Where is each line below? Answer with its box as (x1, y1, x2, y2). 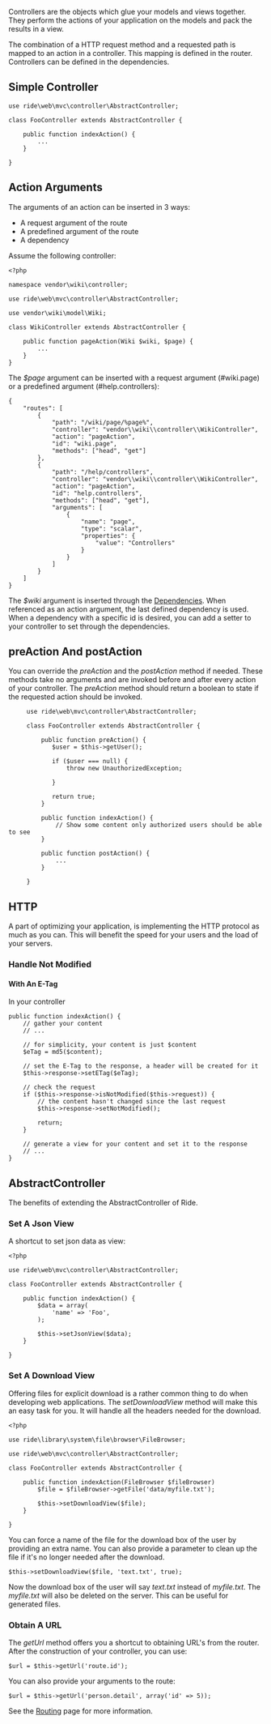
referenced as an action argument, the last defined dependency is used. (8, 604, 249, 614)
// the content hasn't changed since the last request (37, 1098, 227, 1106)
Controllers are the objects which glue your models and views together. (8, 7, 247, 16)
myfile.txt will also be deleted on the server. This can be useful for (8, 1590, 229, 1600)
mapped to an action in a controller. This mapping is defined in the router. (8, 49, 253, 58)
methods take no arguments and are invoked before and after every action (8, 675, 256, 685)
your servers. (8, 939, 53, 949)
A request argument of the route (19, 218, 128, 228)
